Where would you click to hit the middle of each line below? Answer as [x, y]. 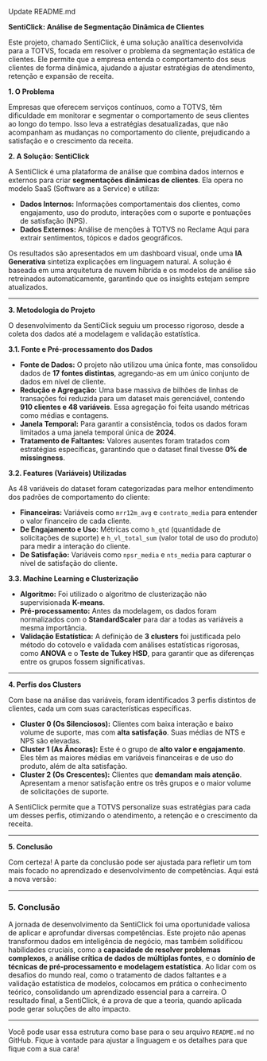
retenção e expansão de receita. [61, 76]
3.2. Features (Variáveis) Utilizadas [68, 473]
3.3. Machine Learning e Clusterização [74, 579]
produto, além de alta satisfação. [74, 766]
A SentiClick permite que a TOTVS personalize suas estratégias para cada [130, 807]
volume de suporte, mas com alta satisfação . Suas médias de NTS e [132, 732]
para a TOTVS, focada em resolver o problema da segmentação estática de [132, 51]
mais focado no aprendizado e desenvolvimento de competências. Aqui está [133, 870]
